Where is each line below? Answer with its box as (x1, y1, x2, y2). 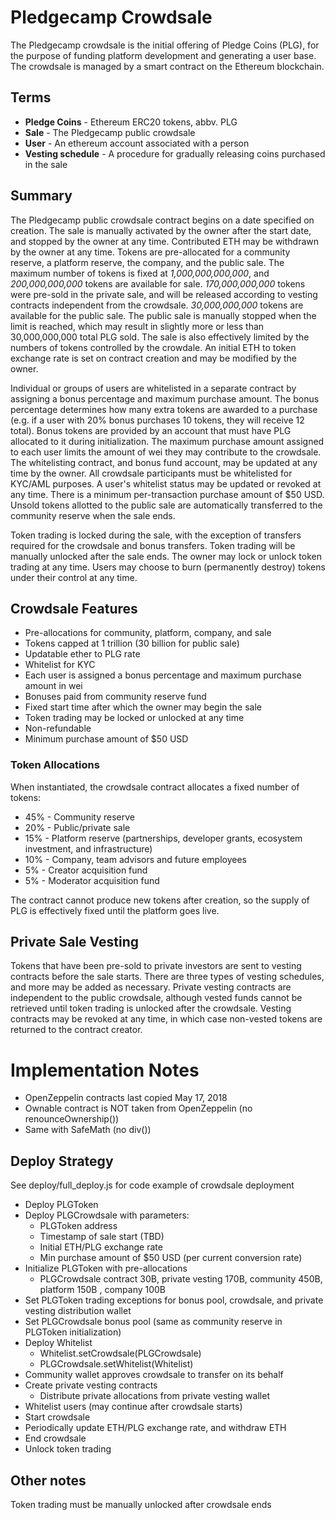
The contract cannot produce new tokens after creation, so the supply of (10, 894, 310, 906)
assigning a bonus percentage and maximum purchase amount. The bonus (10, 392, 320, 405)
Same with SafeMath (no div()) (24, 1124, 152, 1136)
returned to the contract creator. (10, 1024, 143, 1036)
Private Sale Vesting (10, 934, 139, 951)
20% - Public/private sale (24, 821, 131, 833)
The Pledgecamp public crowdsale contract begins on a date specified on (10, 214, 315, 226)
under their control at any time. (10, 571, 138, 583)
